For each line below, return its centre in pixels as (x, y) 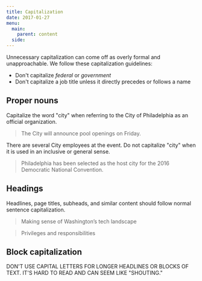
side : (19, 40)
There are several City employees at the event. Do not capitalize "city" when (101, 145)
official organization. (32, 121)
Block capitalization (44, 252)
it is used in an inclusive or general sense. (58, 151)
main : (19, 29)
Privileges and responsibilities (58, 233)
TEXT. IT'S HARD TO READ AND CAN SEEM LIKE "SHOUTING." (84, 273)
